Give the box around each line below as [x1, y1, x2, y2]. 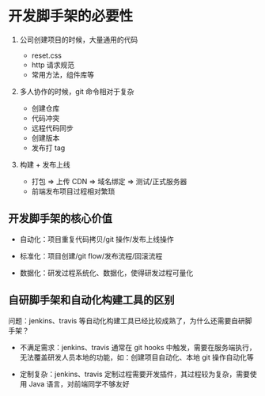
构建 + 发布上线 [19, 160, 70, 169]
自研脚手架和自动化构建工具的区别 [8, 293, 175, 307]
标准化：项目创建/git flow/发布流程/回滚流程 [19, 251, 163, 261]
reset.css [31, 51, 62, 60]
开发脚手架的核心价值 [8, 212, 112, 225]
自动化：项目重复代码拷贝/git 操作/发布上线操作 [19, 234, 174, 243]
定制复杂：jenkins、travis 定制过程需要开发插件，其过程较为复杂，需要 [19, 369, 251, 379]
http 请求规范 [31, 60, 75, 70]
